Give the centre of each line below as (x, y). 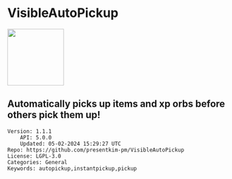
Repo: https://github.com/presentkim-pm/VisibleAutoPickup (96, 150)
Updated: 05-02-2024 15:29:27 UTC (71, 144)
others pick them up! (54, 115)
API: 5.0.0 (36, 137)
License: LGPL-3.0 (34, 156)
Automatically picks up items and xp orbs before (116, 104)
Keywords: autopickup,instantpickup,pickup (72, 168)
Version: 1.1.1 (30, 131)
